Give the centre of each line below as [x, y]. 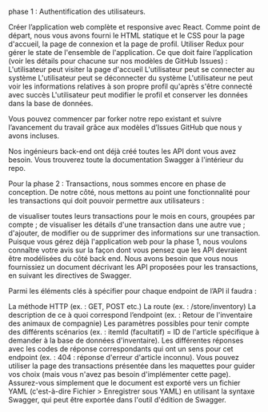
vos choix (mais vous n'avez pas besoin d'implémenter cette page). [120, 374]
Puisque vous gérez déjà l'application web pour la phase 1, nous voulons [128, 242]
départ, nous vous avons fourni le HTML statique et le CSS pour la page [127, 36]
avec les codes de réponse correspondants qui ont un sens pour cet [121, 349]
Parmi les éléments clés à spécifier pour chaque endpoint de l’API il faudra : [133, 291]
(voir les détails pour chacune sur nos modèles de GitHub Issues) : [118, 61]
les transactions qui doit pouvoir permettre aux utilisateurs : [106, 200]
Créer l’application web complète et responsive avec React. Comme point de [134, 27]
